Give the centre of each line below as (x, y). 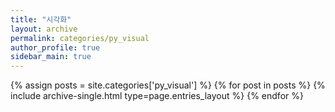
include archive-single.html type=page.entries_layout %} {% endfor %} (157, 96)
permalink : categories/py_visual (80, 38)
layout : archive (44, 29)
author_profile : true (55, 47)
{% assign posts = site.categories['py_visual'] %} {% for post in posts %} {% (168, 85)
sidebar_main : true (51, 57)
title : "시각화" (41, 19)
